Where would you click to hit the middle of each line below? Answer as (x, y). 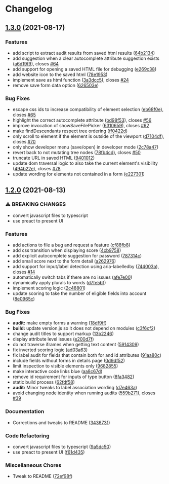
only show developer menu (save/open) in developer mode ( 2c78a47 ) (86, 147)
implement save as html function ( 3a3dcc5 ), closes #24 (71, 80)
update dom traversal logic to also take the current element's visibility (85, 163)
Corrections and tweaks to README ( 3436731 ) (61, 422)
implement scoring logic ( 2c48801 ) (49, 288)
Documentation (25, 412)
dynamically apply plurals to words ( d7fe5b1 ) (59, 283)
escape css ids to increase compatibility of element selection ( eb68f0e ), (88, 109)
